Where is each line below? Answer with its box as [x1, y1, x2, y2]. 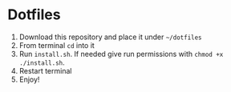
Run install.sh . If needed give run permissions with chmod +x [18, 49, 224, 58]
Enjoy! [18, 74, 40, 84]
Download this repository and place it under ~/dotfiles [18, 32, 202, 42]
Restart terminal [18, 66, 72, 75]
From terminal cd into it [18, 40, 95, 50]
